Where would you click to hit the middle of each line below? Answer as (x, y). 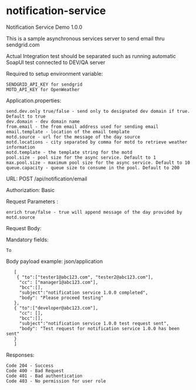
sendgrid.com (23, 45)
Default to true (26, 116)
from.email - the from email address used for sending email (82, 127)
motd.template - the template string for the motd (69, 152)
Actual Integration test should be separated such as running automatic (91, 56)
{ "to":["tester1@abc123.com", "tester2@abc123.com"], (85, 277)
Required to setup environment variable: (55, 73)
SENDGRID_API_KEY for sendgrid (44, 84)
